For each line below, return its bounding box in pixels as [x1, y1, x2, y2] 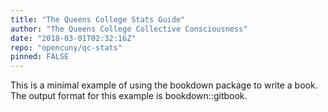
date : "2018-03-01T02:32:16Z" [10, 33, 137, 43]
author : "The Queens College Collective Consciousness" [10, 24, 248, 34]
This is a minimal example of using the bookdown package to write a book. [10, 79, 318, 91]
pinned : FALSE [10, 52, 70, 62]
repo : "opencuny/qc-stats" [10, 42, 123, 53]
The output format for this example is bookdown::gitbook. [10, 90, 248, 102]
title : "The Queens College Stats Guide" [10, 14, 186, 25]
